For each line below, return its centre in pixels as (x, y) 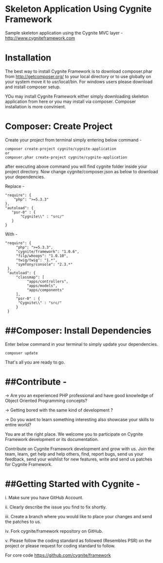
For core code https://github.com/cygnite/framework (58, 555)
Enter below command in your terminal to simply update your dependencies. (81, 344)
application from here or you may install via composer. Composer (71, 101)
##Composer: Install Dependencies (78, 331)
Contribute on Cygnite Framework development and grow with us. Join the (80, 449)
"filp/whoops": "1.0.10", (42, 256)
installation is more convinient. (36, 106)
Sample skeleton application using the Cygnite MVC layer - (64, 33)
